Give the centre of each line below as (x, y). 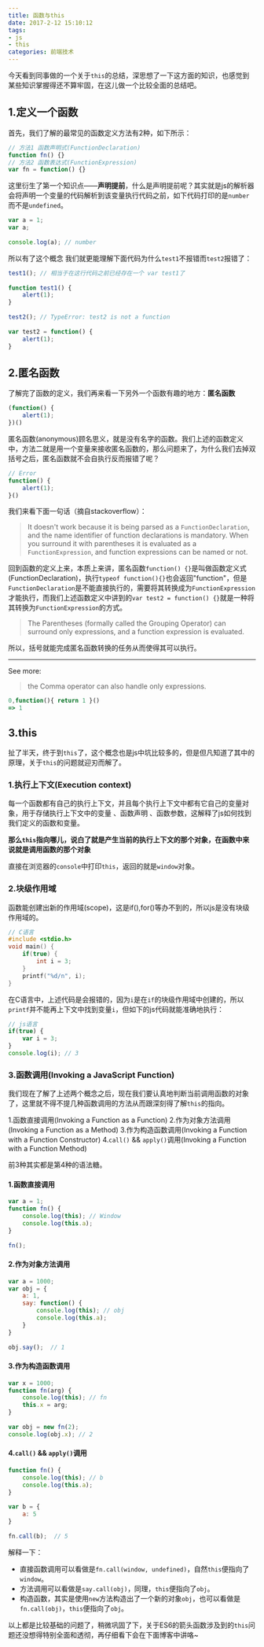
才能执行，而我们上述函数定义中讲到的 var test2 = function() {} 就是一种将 (131, 598)
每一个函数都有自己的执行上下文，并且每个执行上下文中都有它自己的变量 (125, 803)
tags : (17, 30)
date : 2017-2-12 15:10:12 (50, 23)
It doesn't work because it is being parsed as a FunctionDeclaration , (138, 527)
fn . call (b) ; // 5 (38, 1536)
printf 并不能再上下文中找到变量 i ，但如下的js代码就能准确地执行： (116, 1009)
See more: (25, 671)
